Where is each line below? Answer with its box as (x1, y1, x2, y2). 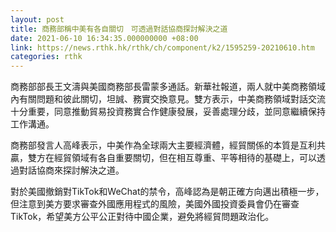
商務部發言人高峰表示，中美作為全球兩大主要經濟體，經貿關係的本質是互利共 (10, 139, 326, 151)
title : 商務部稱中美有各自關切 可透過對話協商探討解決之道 (10, 24, 228, 34)
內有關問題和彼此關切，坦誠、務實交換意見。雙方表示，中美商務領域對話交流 (10, 93, 326, 105)
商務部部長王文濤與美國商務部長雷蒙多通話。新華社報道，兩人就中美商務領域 (10, 81, 326, 93)
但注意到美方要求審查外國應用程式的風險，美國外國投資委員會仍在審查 (10, 198, 300, 210)
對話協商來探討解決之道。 (18, 164, 125, 176)
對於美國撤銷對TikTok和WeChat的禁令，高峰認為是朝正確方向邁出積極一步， (10, 186, 325, 198)
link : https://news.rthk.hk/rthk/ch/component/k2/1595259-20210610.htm (10, 42, 315, 53)
